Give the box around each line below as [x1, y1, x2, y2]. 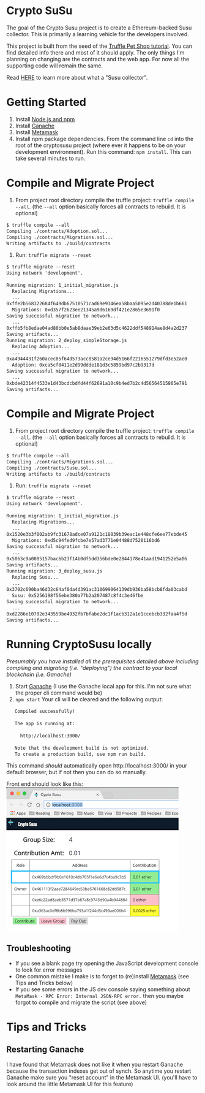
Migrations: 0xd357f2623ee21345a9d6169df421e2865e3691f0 [12, 307, 160, 313]
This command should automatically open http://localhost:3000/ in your [6, 761, 188, 769]
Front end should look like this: [6, 780, 84, 788]
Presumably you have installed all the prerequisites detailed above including [6, 657, 199, 665]
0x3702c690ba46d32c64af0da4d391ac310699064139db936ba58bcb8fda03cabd [6, 586, 188, 592]
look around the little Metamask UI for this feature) [6, 1080, 133, 1087]
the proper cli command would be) [15, 689, 103, 696]
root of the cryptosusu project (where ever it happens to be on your [15, 142, 186, 149]
